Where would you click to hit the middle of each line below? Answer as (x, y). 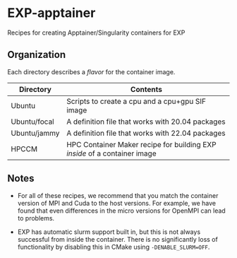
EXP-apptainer (51, 13)
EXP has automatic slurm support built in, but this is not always (109, 232)
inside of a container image (111, 153)
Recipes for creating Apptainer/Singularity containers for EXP (96, 33)
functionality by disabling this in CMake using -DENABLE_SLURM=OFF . (114, 247)
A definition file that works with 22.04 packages (146, 133)
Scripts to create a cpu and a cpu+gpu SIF (136, 101)
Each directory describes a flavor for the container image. (91, 71)
